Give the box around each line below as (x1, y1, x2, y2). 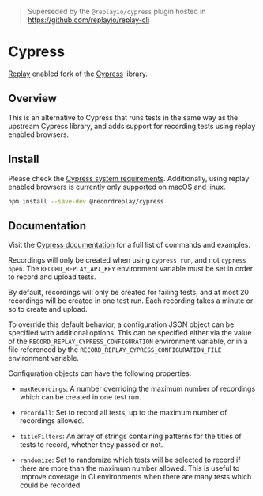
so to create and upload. (8, 305, 88, 314)
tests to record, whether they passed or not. (19, 440, 163, 449)
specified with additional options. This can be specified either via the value (8, 328, 252, 338)
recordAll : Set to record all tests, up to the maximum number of (19, 407, 227, 418)
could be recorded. (19, 480, 83, 490)
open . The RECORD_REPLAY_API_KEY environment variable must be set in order (8, 264, 254, 274)
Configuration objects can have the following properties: (8, 369, 192, 378)
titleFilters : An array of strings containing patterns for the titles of (19, 431, 242, 441)
